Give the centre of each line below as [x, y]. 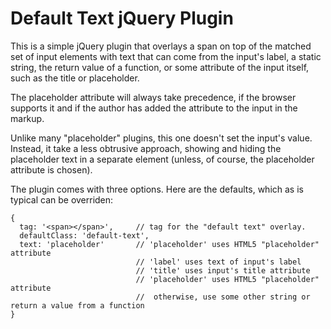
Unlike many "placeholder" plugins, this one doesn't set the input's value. [161, 138]
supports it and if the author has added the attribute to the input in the [154, 108]
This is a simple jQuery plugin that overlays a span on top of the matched [161, 46]
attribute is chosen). [51, 169]
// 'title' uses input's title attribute [223, 270]
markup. [27, 118]
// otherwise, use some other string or [223, 297]
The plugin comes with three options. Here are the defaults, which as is [157, 189]
